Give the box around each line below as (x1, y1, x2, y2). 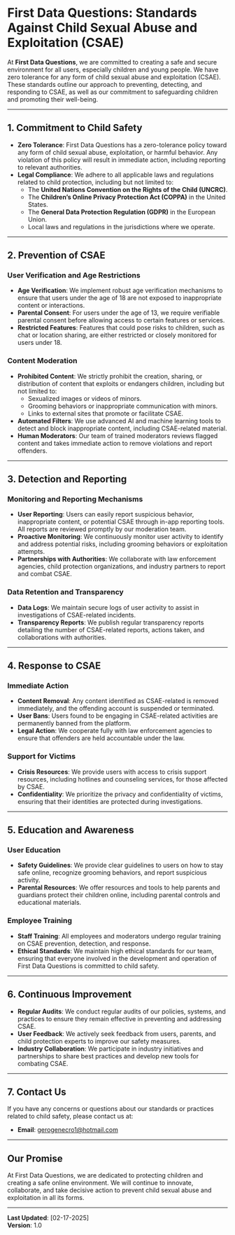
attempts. (17, 547, 45, 556)
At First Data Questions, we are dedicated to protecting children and (7, 1171, 204, 1180)
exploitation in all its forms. (7, 1194, 85, 1202)
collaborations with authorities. (17, 633, 107, 641)
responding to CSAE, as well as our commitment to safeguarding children (7, 88, 218, 96)
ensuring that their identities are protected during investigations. (17, 797, 203, 805)
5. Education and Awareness (7, 824, 134, 836)
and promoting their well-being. (7, 95, 99, 103)
